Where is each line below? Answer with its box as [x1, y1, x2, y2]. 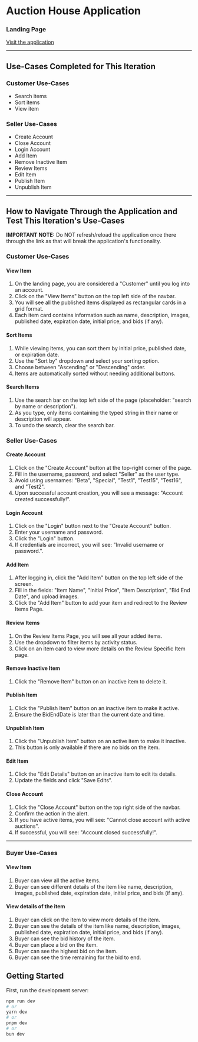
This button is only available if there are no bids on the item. [14, 744, 160, 751]
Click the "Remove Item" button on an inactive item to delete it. [14, 678, 167, 685]
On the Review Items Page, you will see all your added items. [14, 632, 163, 640]
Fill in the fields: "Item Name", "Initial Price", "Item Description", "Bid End [14, 587, 190, 594]
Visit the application [6, 38, 54, 46]
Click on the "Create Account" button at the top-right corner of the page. [14, 464, 192, 471]
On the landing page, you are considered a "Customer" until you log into [14, 280, 190, 288]
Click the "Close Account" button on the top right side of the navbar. [14, 804, 181, 811]
